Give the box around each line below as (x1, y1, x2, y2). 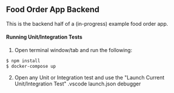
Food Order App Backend (6, 5, 100, 15)
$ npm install (6, 58, 41, 64)
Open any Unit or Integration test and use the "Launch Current (14, 74, 165, 81)
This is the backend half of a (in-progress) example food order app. (6, 20, 168, 27)
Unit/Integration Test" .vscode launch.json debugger (14, 80, 141, 87)
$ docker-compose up (6, 63, 57, 69)
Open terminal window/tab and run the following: (14, 47, 133, 54)
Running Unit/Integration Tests (6, 33, 83, 40)
